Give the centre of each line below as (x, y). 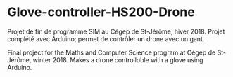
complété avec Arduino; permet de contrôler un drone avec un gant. (106, 38)
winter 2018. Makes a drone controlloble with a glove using (118, 59)
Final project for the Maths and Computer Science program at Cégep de (112, 52)
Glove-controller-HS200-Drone (101, 12)
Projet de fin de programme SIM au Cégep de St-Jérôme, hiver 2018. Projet (116, 31)
